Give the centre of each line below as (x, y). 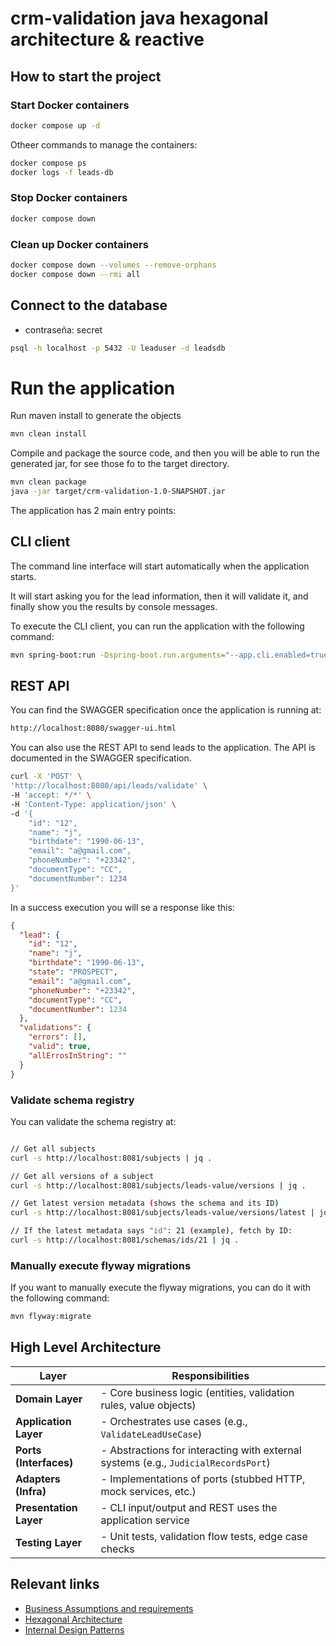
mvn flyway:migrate (51, 1317)
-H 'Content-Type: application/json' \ (93, 804)
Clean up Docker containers (79, 244)
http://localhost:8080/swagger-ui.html (93, 728)
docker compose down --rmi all (75, 274)
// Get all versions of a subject (82, 1176)
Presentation (46, 1507)
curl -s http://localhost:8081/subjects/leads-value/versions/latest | (162, 1213)
